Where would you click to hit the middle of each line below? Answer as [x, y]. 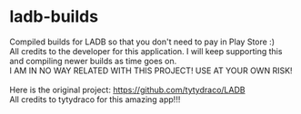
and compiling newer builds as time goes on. [93, 61]
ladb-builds [54, 17]
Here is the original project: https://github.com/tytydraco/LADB [127, 90]
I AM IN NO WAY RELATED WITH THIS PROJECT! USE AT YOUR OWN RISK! [151, 71]
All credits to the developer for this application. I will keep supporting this [146, 51]
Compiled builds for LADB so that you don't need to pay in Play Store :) [142, 42]
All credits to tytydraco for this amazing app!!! [95, 99]
